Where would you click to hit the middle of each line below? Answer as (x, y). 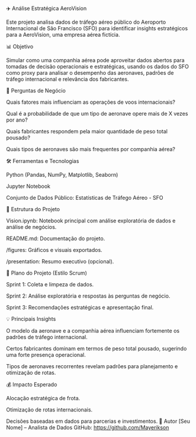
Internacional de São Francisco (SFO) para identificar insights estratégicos (97, 28)
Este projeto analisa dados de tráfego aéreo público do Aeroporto (86, 22)
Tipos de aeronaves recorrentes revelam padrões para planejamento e (92, 366)
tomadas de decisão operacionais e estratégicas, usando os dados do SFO (98, 66)
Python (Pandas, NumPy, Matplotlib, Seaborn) (62, 175)
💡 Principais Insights (31, 319)
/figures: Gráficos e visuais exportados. (54, 250)
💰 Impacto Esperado (32, 385)
